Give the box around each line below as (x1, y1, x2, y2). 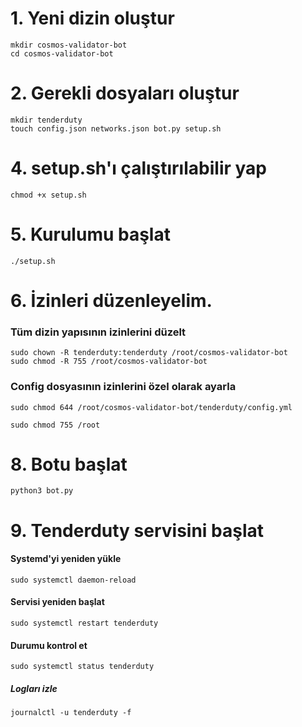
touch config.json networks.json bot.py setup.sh (10, 123, 222, 134)
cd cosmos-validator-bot (10, 48, 114, 59)
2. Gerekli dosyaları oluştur (10, 82, 240, 105)
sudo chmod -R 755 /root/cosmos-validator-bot (10, 357, 208, 367)
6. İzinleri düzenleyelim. (10, 289, 213, 312)
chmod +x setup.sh (10, 190, 87, 200)
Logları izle (10, 682, 58, 694)
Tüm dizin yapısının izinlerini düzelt (10, 325, 187, 339)
